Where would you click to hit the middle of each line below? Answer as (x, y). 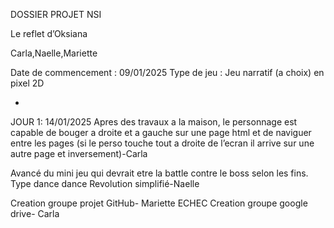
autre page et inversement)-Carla (79, 153)
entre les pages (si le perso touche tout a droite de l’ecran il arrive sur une (162, 143)
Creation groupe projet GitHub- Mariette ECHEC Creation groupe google (159, 203)
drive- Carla (35, 213)
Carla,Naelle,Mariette (54, 53)
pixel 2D (27, 83)
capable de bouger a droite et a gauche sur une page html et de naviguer (161, 132)
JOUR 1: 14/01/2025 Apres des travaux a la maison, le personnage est (154, 122)
